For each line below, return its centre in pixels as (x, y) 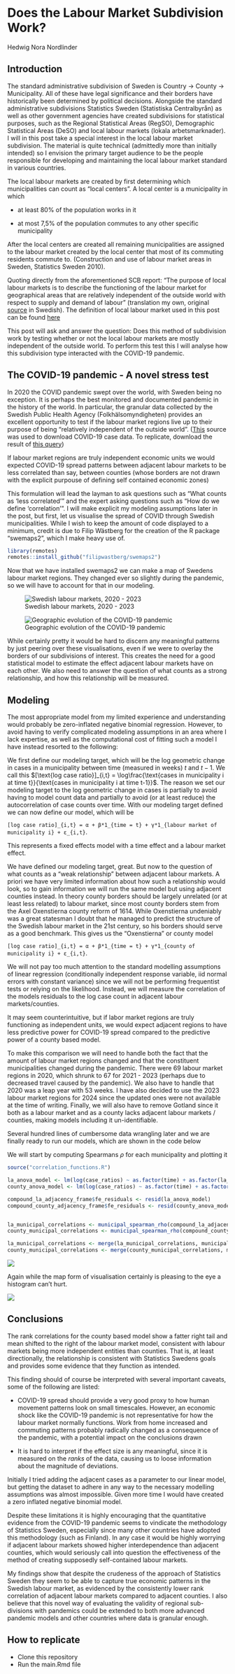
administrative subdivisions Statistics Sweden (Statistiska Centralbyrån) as (115, 108)
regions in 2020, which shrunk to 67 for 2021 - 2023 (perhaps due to (106, 1076)
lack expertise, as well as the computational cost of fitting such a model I (112, 739)
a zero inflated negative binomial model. (65, 1501)
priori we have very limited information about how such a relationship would (116, 881)
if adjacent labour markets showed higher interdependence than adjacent (113, 1545)
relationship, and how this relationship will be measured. (88, 678)
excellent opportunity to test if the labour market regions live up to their (110, 422)
